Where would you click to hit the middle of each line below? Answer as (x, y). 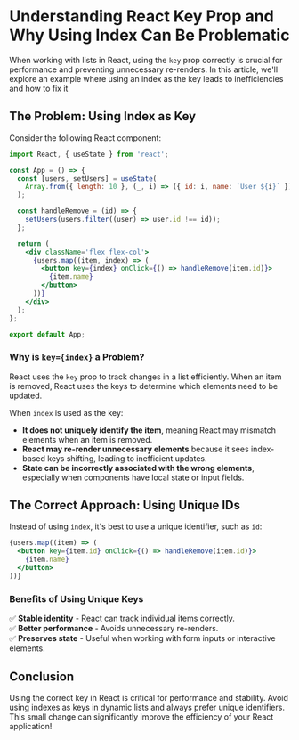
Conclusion (42, 676)
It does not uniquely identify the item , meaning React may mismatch (149, 430)
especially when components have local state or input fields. (133, 477)
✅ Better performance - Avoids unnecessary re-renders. (114, 629)
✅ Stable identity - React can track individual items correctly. (122, 618)
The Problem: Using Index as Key (103, 116)
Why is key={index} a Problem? (77, 357)
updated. (26, 395)
